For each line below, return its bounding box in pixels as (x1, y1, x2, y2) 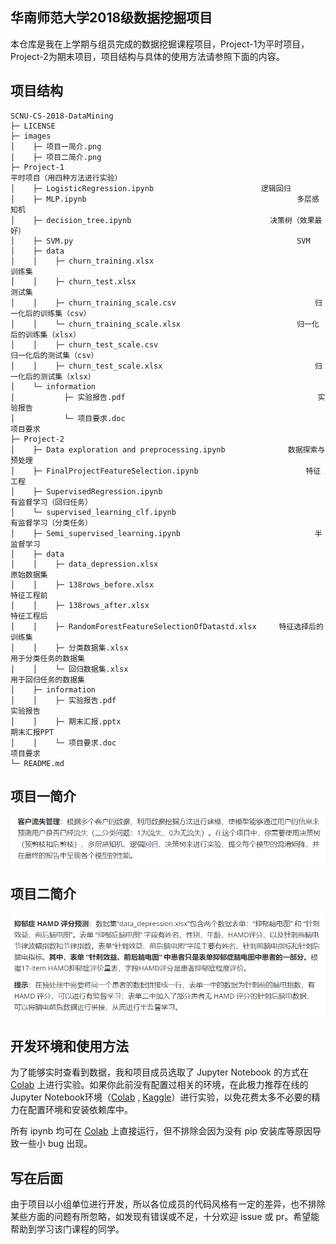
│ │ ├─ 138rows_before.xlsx (10, 579, 155, 590)
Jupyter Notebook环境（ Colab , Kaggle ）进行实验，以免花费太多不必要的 (10, 1091, 312, 1103)
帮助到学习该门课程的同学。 (10, 1223, 125, 1235)
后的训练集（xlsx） (10, 329, 81, 340)
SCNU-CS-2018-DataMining (10, 111, 114, 121)
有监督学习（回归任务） (10, 497, 93, 507)
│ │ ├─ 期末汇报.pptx (10, 716, 122, 727)
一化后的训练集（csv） (10, 308, 92, 318)
